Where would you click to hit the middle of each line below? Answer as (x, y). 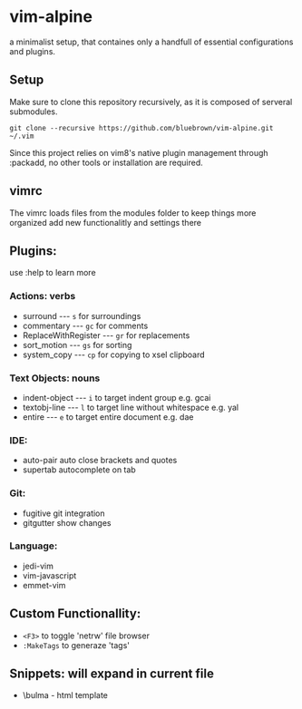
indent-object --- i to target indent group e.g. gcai (117, 397)
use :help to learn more (53, 273)
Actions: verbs (43, 296)
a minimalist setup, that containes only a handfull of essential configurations (151, 42)
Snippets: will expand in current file (112, 674)
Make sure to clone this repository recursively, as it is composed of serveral (151, 102)
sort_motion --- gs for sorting (77, 345)
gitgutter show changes (67, 522)
